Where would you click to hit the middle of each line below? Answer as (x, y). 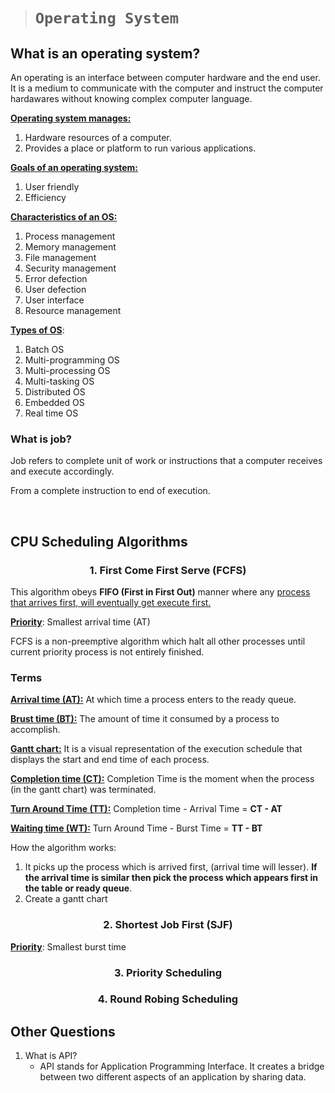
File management (60, 257)
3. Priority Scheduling (168, 972)
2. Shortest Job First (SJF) (168, 925)
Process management (70, 236)
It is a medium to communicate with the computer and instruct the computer (167, 88)
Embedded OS (54, 402)
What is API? (51, 1056)
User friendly (52, 187)
